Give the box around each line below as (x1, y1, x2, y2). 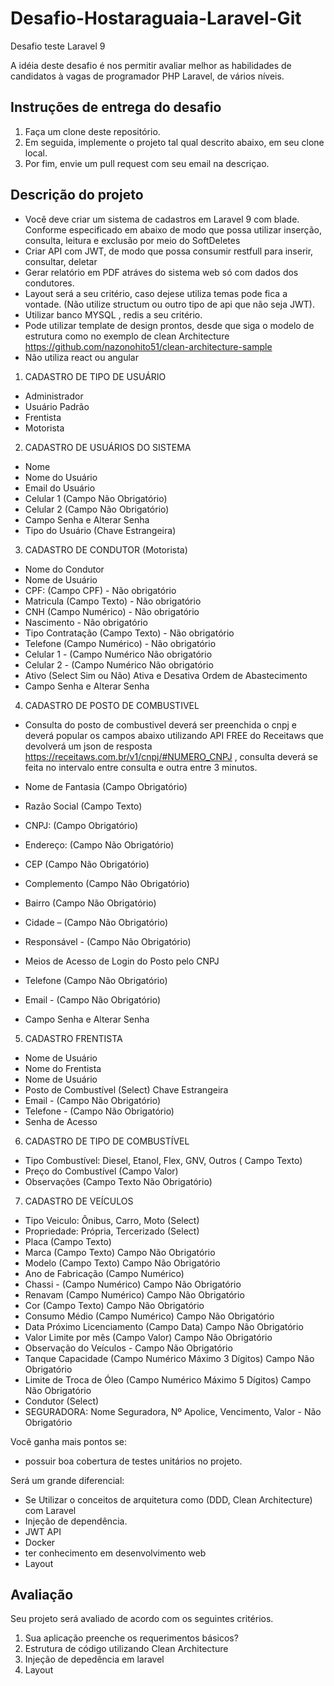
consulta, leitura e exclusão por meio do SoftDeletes (24, 234, 241, 246)
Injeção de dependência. (24, 1515, 128, 1527)
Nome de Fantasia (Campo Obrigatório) (24, 780, 188, 792)
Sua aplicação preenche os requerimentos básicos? (24, 1632, 239, 1644)
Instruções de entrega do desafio (10, 99, 222, 116)
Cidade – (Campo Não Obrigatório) (24, 916, 169, 928)
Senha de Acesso (24, 1115, 98, 1127)
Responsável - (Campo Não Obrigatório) (24, 935, 192, 947)
